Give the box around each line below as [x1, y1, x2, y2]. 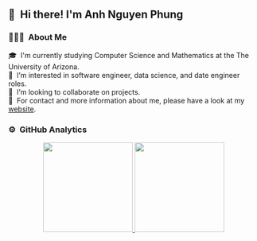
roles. [8, 79, 27, 88]
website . [8, 104, 37, 114]
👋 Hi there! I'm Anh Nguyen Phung [8, 8, 184, 21]
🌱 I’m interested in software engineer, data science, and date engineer [8, 70, 240, 80]
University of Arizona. [8, 61, 80, 72]
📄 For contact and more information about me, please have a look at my [8, 95, 245, 105]
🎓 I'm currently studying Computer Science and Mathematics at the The [8, 50, 249, 60]
